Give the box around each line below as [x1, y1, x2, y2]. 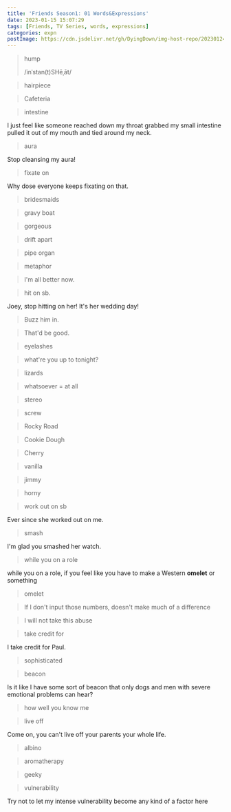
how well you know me [23, 704, 89, 712]
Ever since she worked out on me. [7, 516, 104, 524]
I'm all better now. [23, 275, 75, 284]
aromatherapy [23, 757, 64, 765]
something [7, 576, 38, 585]
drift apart [23, 236, 53, 244]
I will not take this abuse [23, 616, 93, 625]
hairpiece [23, 81, 52, 90]
